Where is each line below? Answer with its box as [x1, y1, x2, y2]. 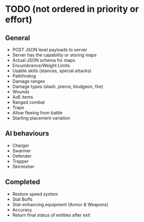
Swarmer [12, 147, 31, 154]
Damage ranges [12, 78, 46, 84]
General [5, 34, 31, 42]
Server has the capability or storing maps [12, 52, 97, 58]
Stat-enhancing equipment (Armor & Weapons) [12, 201, 109, 207]
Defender [12, 153, 32, 159]
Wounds [12, 89, 30, 94]
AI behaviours [5, 130, 49, 138]
